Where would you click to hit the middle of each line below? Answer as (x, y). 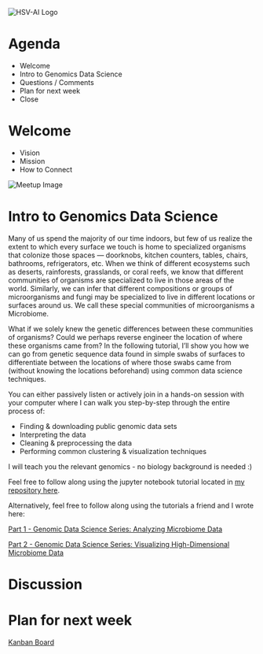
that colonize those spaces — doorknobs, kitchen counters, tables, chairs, (128, 255)
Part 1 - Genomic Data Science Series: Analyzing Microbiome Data (115, 529)
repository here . (34, 490)
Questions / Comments (57, 82)
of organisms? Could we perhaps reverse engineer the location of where (126, 337)
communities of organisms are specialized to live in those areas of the (121, 280)
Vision (30, 153)
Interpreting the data (53, 434)
